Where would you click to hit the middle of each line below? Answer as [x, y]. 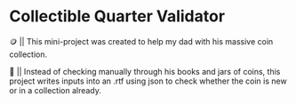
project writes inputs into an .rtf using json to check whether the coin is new [148, 81]
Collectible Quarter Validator [117, 16]
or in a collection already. [56, 90]
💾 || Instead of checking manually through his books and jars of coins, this [145, 71]
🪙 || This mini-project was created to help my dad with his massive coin [141, 41]
